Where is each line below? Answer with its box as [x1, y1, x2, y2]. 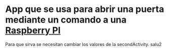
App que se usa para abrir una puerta [5, 3, 164, 15]
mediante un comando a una [5, 14, 127, 25]
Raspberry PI [5, 25, 61, 36]
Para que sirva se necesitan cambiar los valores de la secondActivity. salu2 [5, 41, 162, 47]
